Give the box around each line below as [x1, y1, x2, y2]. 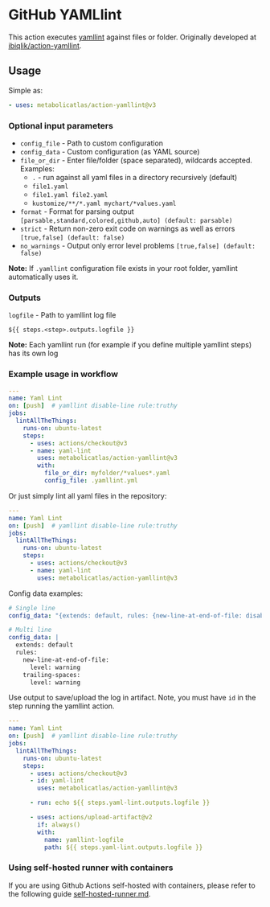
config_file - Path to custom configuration [19, 138, 163, 148]
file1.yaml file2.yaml [31, 191, 108, 199]
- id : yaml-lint [29, 777, 84, 785]
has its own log [8, 348, 59, 359]
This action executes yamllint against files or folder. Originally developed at [8, 32, 257, 42]
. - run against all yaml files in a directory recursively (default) [31, 172, 238, 182]
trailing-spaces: [22, 671, 81, 679]
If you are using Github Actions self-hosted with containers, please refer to [8, 880, 256, 890]
